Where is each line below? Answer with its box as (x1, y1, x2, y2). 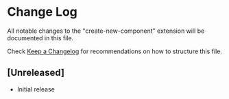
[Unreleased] (7, 67, 65, 79)
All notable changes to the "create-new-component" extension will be (7, 27, 205, 35)
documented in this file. (7, 33, 74, 42)
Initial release (16, 85, 55, 93)
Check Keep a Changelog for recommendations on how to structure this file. (7, 47, 223, 55)
